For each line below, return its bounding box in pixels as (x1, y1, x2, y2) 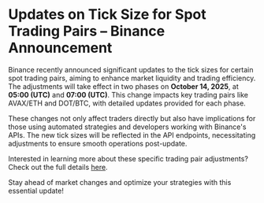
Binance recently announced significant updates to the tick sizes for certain (8, 65, 254, 74)
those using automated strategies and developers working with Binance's (8, 122, 247, 131)
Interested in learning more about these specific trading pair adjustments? (8, 153, 248, 163)
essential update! (8, 186, 65, 195)
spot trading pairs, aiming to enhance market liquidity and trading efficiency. (8, 73, 256, 83)
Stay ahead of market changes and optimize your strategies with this (8, 177, 232, 186)
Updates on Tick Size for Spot (8, 6, 206, 24)
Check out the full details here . (8, 162, 108, 172)
